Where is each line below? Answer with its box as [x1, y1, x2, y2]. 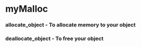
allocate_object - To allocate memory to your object [5, 21, 136, 29]
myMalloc [5, 3, 49, 15]
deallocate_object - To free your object [5, 35, 104, 42]
